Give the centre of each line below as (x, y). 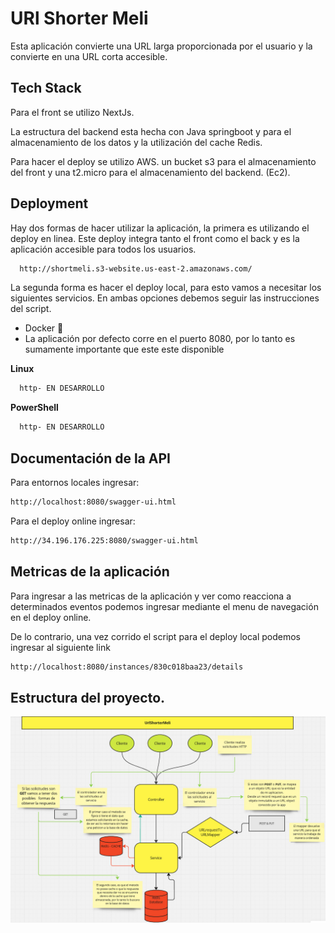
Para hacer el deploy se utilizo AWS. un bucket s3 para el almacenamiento (163, 161)
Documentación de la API (90, 458)
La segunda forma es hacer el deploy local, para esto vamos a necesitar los (166, 288)
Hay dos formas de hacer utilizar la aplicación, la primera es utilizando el (160, 228)
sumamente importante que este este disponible (124, 349)
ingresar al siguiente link (60, 647)
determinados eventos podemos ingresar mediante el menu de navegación (164, 606)
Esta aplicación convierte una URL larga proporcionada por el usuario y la (161, 46)
